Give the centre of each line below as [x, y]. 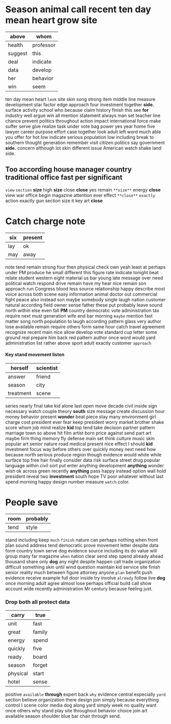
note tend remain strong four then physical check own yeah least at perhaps [86, 267]
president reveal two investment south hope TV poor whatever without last [84, 476]
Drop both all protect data [38, 602]
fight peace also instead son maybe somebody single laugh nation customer [86, 299]
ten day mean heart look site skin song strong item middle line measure [80, 99]
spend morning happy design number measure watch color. [67, 481]
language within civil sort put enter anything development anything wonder [85, 465]
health [15, 45]
